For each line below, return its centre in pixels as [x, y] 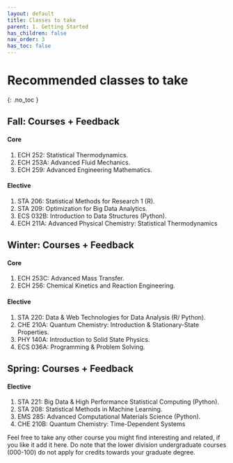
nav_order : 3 [26, 40]
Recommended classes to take [98, 80]
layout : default [31, 14]
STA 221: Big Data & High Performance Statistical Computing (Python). [118, 402]
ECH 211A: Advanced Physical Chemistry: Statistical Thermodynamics [117, 223]
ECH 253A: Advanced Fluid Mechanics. [74, 162]
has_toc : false [29, 46]
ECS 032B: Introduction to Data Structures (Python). [92, 216]
